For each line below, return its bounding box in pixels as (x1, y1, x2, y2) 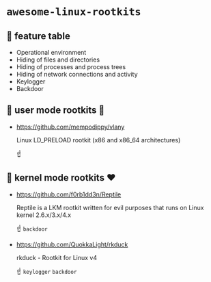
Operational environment (16, 49, 87, 56)
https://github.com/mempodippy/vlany (16, 123, 125, 131)
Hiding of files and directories (16, 55, 100, 64)
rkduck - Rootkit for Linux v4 (16, 253, 97, 261)
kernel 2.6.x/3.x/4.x (16, 211, 72, 219)
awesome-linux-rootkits (6, 5, 141, 18)
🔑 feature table (6, 30, 71, 42)
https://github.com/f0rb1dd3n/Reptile (16, 190, 122, 198)
